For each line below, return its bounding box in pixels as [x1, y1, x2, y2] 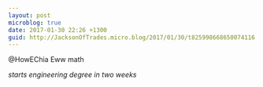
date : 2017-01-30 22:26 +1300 [8, 26, 108, 34]
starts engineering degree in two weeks [8, 70, 137, 79]
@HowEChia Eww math [8, 55, 84, 64]
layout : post [8, 11, 51, 20]
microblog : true [8, 19, 61, 27]
